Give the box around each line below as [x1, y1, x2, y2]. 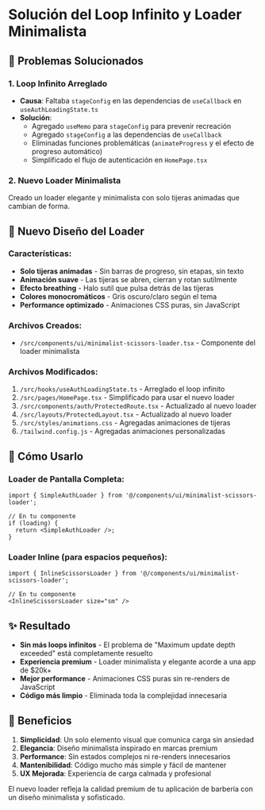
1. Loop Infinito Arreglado [8, 78, 108, 89]
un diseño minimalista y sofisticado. [8, 793, 125, 802]
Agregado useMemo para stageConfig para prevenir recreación [31, 121, 232, 130]
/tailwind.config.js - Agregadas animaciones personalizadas [19, 427, 226, 436]
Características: [8, 248, 72, 259]
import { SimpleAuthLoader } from [8, 491, 123, 500]
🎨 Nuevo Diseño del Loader [8, 224, 144, 238]
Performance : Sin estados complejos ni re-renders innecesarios [19, 752, 231, 762]
